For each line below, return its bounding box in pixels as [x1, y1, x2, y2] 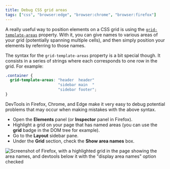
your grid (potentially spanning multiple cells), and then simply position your [5, 37, 165, 43]
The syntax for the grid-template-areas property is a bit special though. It [5, 52, 161, 59]
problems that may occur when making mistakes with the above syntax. [5, 106, 156, 112]
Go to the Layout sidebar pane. [12, 132, 79, 138]
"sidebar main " [58, 82, 95, 88]
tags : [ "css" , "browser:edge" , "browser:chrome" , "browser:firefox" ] [5, 12, 157, 17]
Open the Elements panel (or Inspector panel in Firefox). [12, 116, 133, 122]
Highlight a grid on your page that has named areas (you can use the [12, 122, 158, 128]
